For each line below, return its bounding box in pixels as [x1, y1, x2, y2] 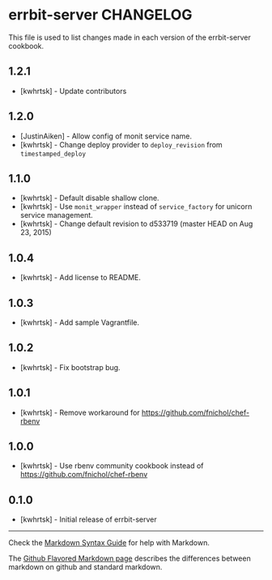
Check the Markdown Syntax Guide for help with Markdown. [8, 538, 210, 548]
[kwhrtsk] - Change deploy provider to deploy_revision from [19, 139, 223, 149]
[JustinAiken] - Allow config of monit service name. [19, 131, 193, 141]
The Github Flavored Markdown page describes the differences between [8, 553, 251, 564]
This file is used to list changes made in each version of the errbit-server [8, 32, 251, 42]
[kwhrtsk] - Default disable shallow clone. [19, 193, 159, 203]
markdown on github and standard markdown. [8, 562, 163, 572]
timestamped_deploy [19, 150, 87, 158]
